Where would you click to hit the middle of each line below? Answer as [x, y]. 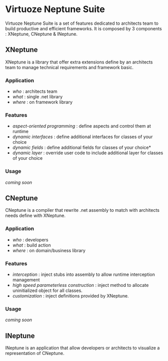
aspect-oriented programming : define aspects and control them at [82, 126]
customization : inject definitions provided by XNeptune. [70, 296]
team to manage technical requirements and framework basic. [69, 67]
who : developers [30, 239]
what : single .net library [37, 97]
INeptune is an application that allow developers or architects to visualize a [82, 348]
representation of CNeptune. [35, 353]
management [26, 280]
